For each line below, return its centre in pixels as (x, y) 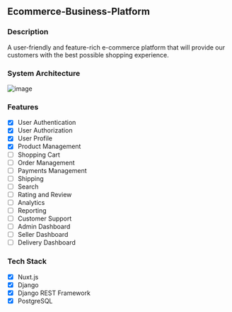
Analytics (31, 202)
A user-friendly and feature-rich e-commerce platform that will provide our (116, 47)
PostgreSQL (35, 301)
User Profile (35, 138)
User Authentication (47, 123)
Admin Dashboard (44, 227)
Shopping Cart (39, 155)
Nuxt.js (28, 277)
